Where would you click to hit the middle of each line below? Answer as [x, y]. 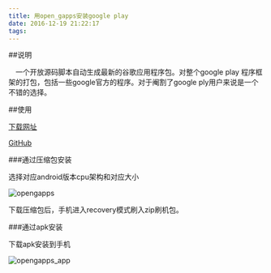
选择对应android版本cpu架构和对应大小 [74, 177]
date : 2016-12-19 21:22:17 [54, 23]
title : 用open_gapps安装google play [69, 16]
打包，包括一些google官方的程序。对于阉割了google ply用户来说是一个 [140, 83]
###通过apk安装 [36, 227]
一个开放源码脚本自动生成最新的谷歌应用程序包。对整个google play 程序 [135, 72]
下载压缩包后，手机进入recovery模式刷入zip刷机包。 [96, 210]
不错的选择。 [30, 92]
